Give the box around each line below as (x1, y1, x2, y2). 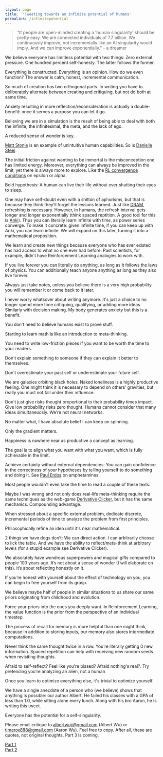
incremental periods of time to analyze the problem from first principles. (5, 516, 149, 522)
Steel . (5, 147, 17, 154)
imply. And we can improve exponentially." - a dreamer (17, 45, 127, 51)
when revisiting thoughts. (5, 654, 56, 660)
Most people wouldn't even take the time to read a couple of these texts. (5, 481, 151, 488)
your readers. (5, 346, 33, 352)
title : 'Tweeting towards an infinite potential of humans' (5, 12, 132, 17)
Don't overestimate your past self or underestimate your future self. (5, 370, 140, 376)
